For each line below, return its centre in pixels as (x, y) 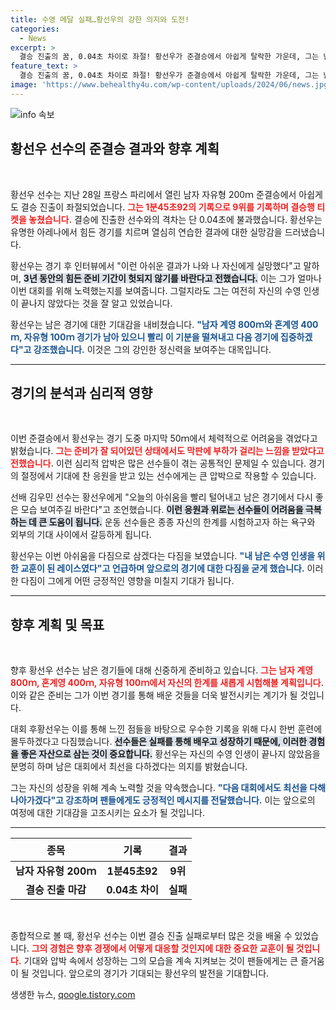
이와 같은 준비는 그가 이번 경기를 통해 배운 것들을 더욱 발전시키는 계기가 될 (154, 695)
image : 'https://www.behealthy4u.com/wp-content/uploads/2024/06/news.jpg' (171, 85)
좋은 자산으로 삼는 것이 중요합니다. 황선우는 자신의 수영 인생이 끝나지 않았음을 (170, 754)
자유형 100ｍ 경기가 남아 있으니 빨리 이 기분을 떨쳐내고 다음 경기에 (151, 337)
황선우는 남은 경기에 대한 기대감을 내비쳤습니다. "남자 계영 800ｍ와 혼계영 (154, 324)
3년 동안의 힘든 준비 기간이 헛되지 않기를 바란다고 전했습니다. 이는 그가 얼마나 (172, 278)
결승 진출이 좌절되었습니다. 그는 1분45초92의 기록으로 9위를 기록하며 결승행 (167, 207)
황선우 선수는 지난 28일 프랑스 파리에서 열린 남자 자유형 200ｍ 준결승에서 (153, 194)
